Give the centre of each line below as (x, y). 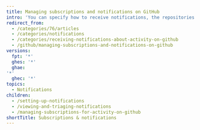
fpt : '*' (23, 56)
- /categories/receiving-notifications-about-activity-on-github (95, 40)
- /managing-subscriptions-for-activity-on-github (76, 112)
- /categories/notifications (48, 34)
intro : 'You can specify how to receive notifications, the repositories (101, 17)
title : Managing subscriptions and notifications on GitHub (83, 12)
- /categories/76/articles (45, 28)
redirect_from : (25, 23)
